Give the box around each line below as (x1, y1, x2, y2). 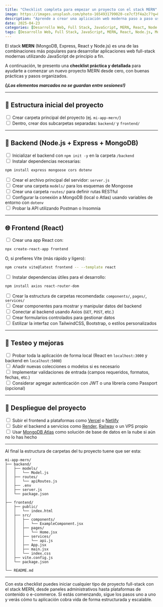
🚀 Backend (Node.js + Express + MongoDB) (5, 139, 139, 147)
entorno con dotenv (5, 200, 44, 205)
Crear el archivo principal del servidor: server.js (12, 177, 110, 183)
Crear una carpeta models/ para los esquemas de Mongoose (12, 183, 133, 188)
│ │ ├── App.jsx (5, 542, 47, 547)
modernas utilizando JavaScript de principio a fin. (5, 53, 104, 59)
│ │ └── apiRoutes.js (5, 479, 57, 484)
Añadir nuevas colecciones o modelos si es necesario (12, 363, 120, 369)
